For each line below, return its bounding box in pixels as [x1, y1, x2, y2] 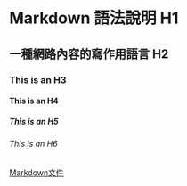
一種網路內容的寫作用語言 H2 [9, 46, 169, 61]
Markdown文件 [9, 166, 64, 178]
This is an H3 [9, 73, 67, 85]
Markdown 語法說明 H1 [9, 8, 179, 28]
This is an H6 [9, 139, 58, 150]
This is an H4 [9, 95, 60, 107]
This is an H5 [9, 116, 59, 126]
